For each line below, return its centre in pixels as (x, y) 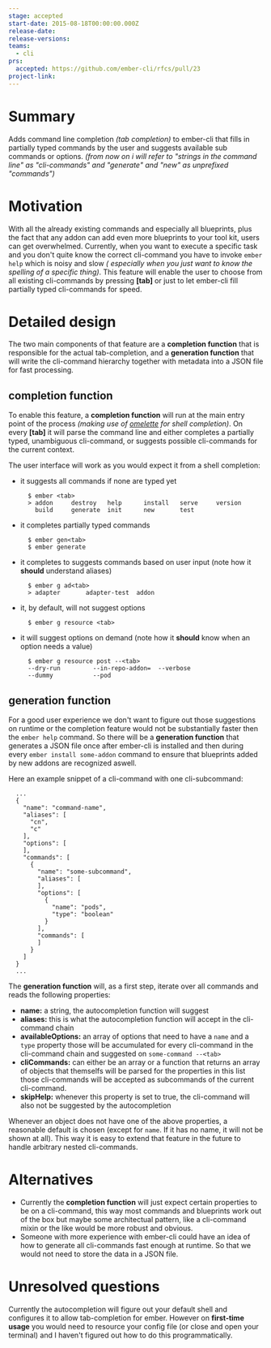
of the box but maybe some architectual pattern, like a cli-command (133, 1219)
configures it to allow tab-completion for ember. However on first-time (126, 1318)
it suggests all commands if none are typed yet (98, 481)
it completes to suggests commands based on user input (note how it (135, 562)
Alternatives (51, 1180)
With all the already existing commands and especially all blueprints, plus (130, 229)
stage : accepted (36, 16)
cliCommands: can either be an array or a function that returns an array (140, 1062)
